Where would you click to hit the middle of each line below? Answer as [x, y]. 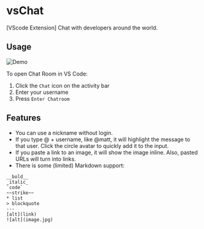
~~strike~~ [20, 193]
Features [24, 118]
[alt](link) [21, 214]
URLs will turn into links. [46, 159]
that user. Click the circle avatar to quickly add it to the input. [92, 146]
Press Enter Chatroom [42, 98]
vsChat [25, 11]
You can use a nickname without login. [64, 133]
